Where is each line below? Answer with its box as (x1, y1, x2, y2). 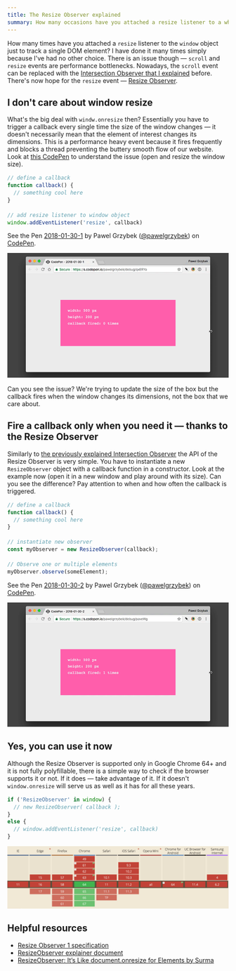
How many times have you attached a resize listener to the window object (7, 39, 219, 47)
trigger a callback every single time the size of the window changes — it (7, 123, 216, 131)
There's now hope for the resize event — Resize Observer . (7, 76, 178, 84)
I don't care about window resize (7, 96, 153, 108)
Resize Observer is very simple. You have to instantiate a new (7, 457, 185, 465)
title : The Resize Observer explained (7, 11, 121, 18)
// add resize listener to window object (7, 211, 131, 219)
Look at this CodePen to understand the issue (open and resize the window (7, 152, 225, 161)
